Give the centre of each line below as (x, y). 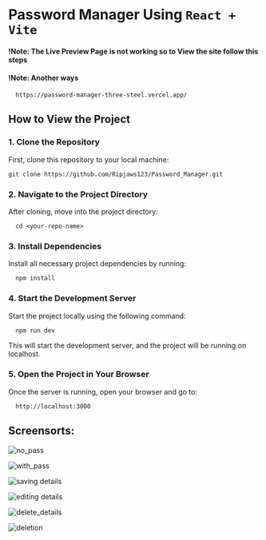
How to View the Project (69, 119)
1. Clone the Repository (54, 142)
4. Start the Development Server (72, 299)
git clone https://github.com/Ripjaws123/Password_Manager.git (116, 174)
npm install (36, 278)
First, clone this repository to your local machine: (89, 159)
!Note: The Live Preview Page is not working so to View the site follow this (133, 51)
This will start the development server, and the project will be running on (127, 345)
